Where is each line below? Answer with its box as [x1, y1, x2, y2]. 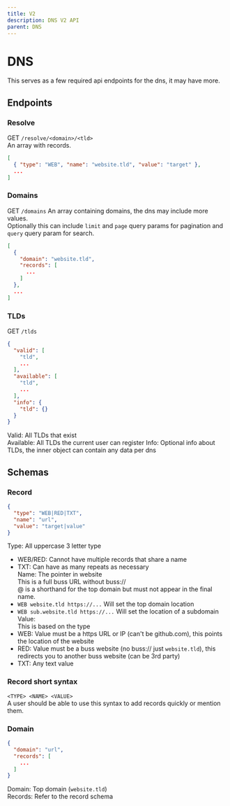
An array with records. [7, 141, 72, 149]
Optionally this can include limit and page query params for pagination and [7, 221, 224, 229]
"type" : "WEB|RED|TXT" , [13, 509, 82, 516]
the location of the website [17, 637, 94, 646]
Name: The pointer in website [17, 570, 102, 579]
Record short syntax [7, 677, 78, 686]
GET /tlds [7, 327, 37, 335]
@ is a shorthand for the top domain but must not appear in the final [17, 585, 213, 593]
